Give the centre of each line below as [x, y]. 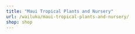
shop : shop [19, 22]
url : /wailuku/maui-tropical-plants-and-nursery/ [68, 17]
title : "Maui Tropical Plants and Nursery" [60, 11]
